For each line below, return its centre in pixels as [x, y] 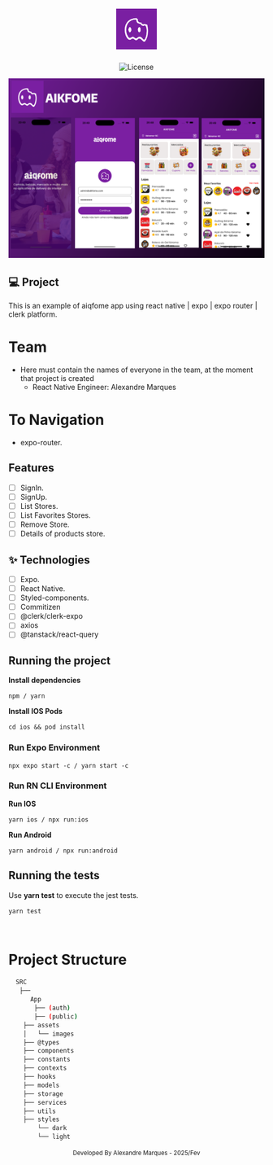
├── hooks [40, 1077]
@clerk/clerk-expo [52, 616]
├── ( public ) [56, 1016]
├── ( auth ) [52, 1008]
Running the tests [54, 876]
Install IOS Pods [36, 712]
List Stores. [39, 506]
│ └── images [49, 1034]
